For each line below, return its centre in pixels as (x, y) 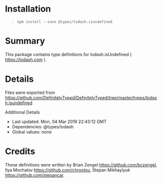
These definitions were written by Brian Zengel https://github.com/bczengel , (81, 165)
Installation (28, 9)
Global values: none (32, 132)
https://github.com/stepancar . (35, 175)
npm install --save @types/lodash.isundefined (65, 22)
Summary (25, 41)
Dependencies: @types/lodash (43, 126)
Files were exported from (30, 92)
